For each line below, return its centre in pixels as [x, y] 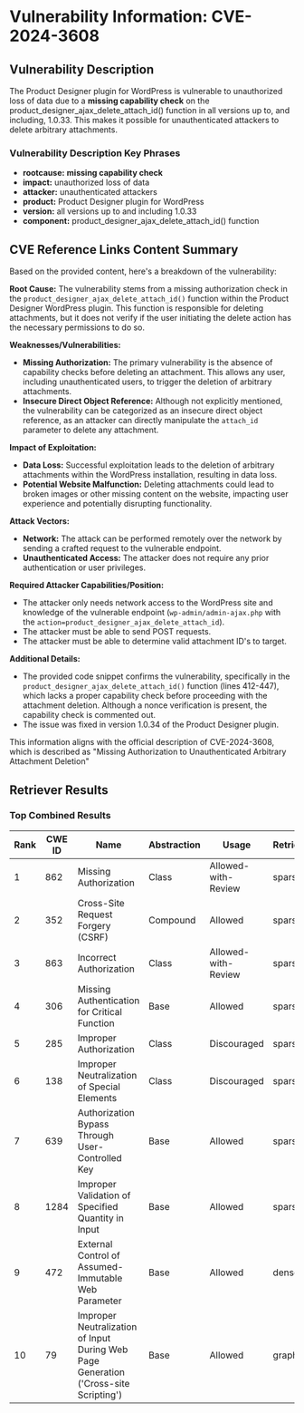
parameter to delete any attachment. [90, 430]
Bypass [93, 1124]
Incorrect [97, 957]
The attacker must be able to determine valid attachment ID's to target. [155, 642]
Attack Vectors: [40, 521]
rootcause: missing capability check [92, 173]
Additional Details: [45, 659]
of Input [94, 1338]
